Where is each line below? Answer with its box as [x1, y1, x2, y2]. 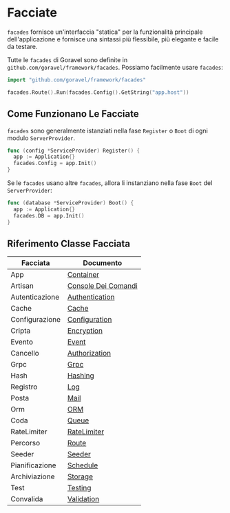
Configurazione [10, 315, 61, 325]
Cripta [10, 326, 31, 336]
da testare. [7, 42, 38, 50]
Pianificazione [10, 461, 56, 470]
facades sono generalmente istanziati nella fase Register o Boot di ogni [7, 126, 208, 135]
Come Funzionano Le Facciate [7, 108, 139, 120]
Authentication [67, 292, 115, 302]
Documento [83, 258, 123, 268]
